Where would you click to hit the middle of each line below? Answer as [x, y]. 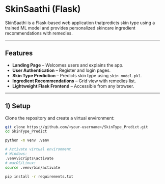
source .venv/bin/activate [33, 168]
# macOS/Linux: [21, 163]
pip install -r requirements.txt [39, 176]
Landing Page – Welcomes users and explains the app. [68, 65]
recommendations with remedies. [39, 33]
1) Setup [18, 106]
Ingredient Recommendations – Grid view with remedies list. [74, 81]
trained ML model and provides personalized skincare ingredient [70, 28]
